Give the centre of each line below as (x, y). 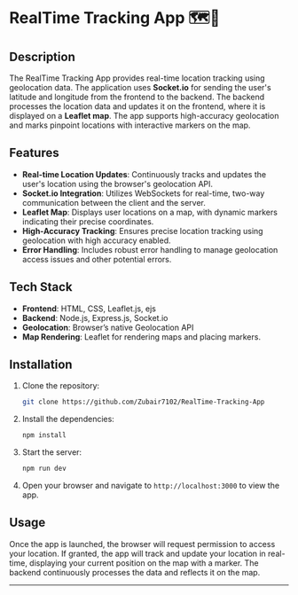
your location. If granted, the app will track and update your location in (137, 553)
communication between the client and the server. (114, 202)
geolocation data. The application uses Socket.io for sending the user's (141, 87)
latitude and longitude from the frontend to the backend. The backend (137, 97)
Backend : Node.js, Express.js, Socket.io (95, 317)
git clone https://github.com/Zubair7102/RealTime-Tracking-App (143, 402)
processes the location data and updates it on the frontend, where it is (137, 106)
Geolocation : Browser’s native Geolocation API (108, 327)
